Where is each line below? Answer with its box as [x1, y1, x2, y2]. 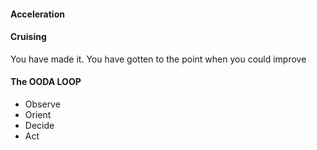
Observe [24, 98, 61, 110]
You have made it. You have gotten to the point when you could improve [10, 53, 307, 65]
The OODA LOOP [10, 76, 82, 88]
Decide [24, 120, 55, 131]
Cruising [10, 31, 47, 43]
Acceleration [10, 8, 65, 20]
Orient [24, 109, 52, 120]
